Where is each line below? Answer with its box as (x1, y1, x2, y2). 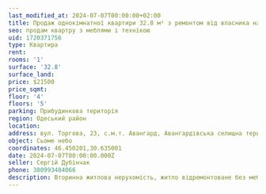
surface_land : (8, 70, 55, 78)
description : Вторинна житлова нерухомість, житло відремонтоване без (8, 173, 246, 182)
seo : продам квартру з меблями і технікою (8, 26, 150, 34)
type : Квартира (8, 41, 59, 49)
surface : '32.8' (8, 63, 62, 71)
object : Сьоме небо (8, 136, 73, 145)
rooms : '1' (8, 56, 44, 64)
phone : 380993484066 (8, 166, 77, 174)
